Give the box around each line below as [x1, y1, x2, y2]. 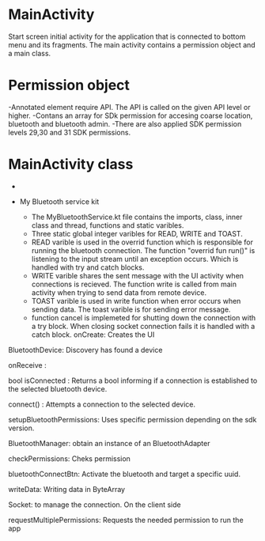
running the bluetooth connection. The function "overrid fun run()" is [31, 245, 256, 255]
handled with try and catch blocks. [31, 263, 145, 272]
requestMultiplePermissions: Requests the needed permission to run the [8, 515, 244, 524]
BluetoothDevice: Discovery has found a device [8, 345, 163, 354]
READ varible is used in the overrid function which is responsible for [31, 237, 253, 247]
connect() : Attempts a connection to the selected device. [8, 399, 196, 409]
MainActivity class [8, 156, 134, 173]
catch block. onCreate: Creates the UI [31, 330, 155, 339]
